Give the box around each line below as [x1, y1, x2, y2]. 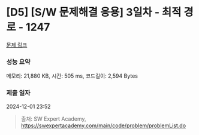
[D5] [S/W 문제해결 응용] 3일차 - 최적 [6, 5, 182, 19]
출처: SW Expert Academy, [20, 115, 86, 122]
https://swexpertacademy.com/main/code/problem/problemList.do [20, 122, 186, 129]
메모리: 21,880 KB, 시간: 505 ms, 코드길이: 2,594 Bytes [6, 72, 138, 79]
